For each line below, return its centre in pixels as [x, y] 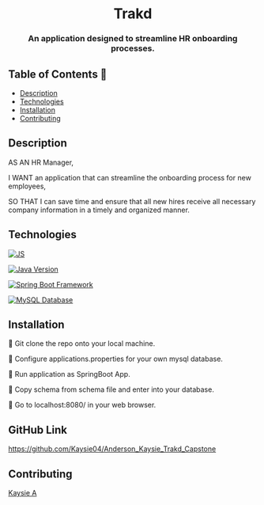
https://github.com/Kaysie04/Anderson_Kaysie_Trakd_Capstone [112, 449]
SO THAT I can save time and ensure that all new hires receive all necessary [132, 201]
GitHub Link [38, 429]
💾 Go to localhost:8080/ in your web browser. [82, 405]
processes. [133, 48]
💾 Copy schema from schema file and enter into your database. [111, 389]
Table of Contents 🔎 [58, 74]
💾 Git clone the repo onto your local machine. [82, 344]
